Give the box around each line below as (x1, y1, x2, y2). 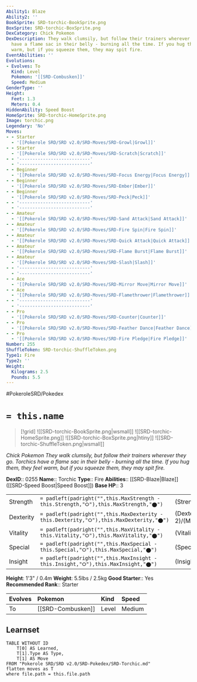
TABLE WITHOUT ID (6, 640, 49, 646)
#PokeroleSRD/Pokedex (6, 390, 64, 397)
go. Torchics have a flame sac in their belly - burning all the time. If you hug (6, 458, 189, 465)
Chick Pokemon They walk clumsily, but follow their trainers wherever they (6, 452, 186, 459)
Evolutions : (6, 58, 35, 63)
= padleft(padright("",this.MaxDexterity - (40, 511, 164, 517)
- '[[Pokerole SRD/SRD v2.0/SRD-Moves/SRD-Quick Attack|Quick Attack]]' (11, 238, 193, 244)
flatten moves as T (6, 666, 54, 672)
